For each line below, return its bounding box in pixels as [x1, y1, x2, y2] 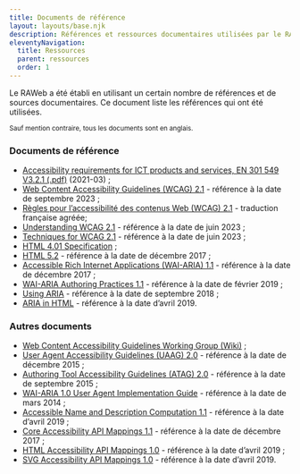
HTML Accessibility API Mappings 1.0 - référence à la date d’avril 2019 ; [21, 444, 286, 456]
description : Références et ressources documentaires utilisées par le [9, 30, 281, 38]
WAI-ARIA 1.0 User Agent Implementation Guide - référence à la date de [21, 388, 287, 399]
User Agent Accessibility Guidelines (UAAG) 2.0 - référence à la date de [21, 350, 287, 360]
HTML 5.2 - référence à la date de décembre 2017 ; [21, 250, 212, 261]
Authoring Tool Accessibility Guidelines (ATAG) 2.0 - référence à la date [21, 368, 286, 380]
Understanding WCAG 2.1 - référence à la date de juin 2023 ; [21, 222, 246, 233]
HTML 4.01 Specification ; [21, 241, 118, 251]
